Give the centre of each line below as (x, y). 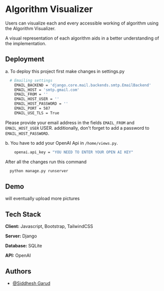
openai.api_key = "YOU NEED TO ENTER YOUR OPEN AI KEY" (74, 152)
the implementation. (26, 43)
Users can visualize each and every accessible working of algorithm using (82, 23)
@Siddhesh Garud (31, 283)
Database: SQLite (24, 246)
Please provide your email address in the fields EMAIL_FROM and (70, 122)
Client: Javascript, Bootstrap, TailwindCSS (49, 226)
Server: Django (21, 236)
